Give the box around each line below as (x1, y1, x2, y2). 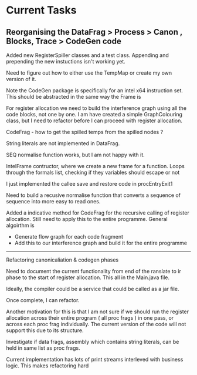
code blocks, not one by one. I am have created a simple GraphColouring (6, 111, 183, 118)
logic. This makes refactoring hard (6, 362, 89, 369)
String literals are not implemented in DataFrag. (6, 140, 120, 147)
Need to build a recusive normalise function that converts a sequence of (6, 192, 181, 199)
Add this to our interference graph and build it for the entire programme (14, 239, 188, 246)
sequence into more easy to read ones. (6, 198, 101, 205)
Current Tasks (6, 4, 77, 17)
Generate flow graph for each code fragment (14, 233, 124, 240)
